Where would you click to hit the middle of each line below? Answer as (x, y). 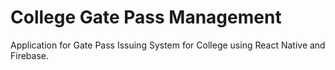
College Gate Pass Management (146, 17)
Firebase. (30, 55)
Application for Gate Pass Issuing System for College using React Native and (168, 45)
